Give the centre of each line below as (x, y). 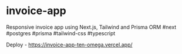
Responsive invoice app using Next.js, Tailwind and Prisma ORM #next (91, 27)
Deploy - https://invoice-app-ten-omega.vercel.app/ (69, 45)
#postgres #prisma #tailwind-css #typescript (61, 33)
